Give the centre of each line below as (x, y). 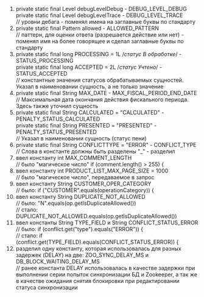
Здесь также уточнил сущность (57, 106)
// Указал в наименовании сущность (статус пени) (81, 138)
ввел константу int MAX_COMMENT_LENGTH (74, 158)
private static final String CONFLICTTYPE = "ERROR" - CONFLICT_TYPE (106, 145)
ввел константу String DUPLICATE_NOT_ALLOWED (80, 197)
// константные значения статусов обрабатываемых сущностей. (100, 80)
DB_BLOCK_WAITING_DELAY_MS (58, 261)
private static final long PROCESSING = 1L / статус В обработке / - (99, 54)
